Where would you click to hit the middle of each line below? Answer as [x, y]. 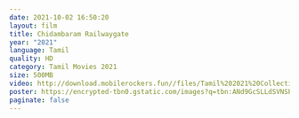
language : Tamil [39, 51]
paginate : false [39, 100]
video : [21, 83]
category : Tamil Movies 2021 [63, 67]
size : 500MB [31, 75]
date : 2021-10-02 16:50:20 [59, 17]
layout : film [33, 26]
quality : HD [31, 59]
